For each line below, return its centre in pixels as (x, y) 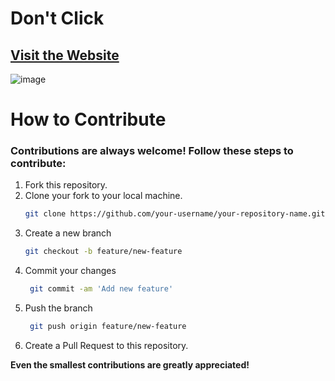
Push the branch (58, 308)
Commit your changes (70, 271)
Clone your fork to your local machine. (103, 196)
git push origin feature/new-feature (108, 327)
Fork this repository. (66, 185)
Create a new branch (68, 233)
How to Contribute (88, 119)
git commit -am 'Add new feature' (101, 289)
